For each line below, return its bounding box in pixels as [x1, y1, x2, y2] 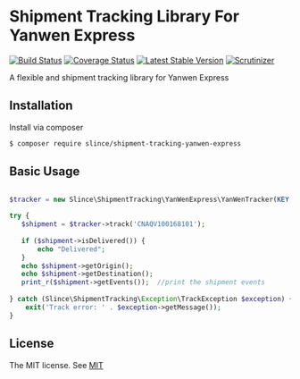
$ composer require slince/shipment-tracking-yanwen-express [9, 139, 242, 148]
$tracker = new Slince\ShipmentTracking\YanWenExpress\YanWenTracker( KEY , [9, 195, 294, 205]
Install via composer [9, 122, 84, 132]
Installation [9, 98, 73, 114]
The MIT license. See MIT [9, 359, 104, 370]
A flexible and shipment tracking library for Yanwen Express [9, 72, 229, 82]
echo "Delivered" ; [37, 244, 105, 254]
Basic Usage [9, 164, 80, 180]
